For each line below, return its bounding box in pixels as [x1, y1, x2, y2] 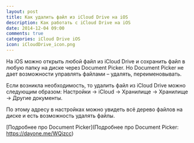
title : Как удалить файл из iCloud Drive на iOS [6, 14, 128, 20]
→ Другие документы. [6, 94, 63, 101]
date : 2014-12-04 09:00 [6, 25, 65, 31]
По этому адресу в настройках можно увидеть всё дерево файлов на [6, 106, 183, 113]
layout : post [6, 8, 38, 15]
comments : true [6, 31, 44, 37]
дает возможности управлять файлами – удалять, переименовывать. [6, 70, 182, 77]
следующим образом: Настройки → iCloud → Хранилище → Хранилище [6, 88, 188, 95]
